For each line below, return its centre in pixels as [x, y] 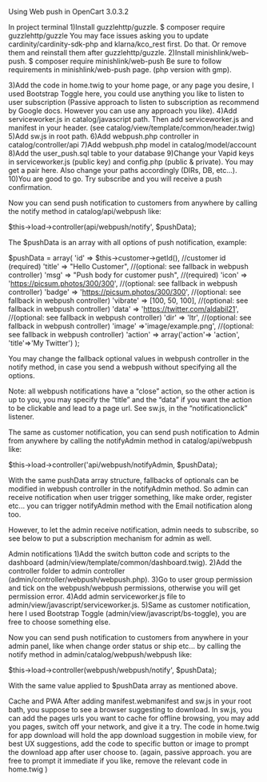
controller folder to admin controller [67, 571]
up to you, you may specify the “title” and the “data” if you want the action [130, 399]
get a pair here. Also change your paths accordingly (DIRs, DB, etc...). [123, 170]
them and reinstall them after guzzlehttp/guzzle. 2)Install [102, 52]
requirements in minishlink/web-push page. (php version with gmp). [120, 70]
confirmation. [30, 187]
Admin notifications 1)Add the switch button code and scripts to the [119, 554]
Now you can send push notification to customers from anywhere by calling [133, 203]
